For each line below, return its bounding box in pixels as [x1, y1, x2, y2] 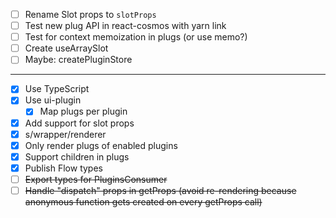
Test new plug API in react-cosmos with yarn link [24, 20, 227, 32]
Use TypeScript [24, 83, 90, 95]
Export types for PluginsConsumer [24, 173, 168, 185]
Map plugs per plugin [39, 105, 128, 118]
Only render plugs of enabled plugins [24, 139, 178, 151]
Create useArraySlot [24, 42, 109, 54]
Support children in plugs [24, 150, 130, 163]
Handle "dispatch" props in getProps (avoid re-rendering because [24, 184, 297, 196]
